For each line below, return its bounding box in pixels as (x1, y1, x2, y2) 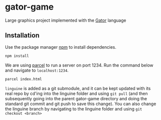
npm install (5, 53, 29, 58)
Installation (5, 31, 40, 40)
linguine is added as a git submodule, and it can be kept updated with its (5, 85, 151, 91)
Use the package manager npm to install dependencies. (5, 44, 117, 50)
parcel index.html (5, 77, 42, 81)
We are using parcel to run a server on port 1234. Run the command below (5, 62, 154, 68)
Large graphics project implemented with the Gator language (5, 17, 127, 23)
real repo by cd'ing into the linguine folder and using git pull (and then (5, 91, 148, 96)
